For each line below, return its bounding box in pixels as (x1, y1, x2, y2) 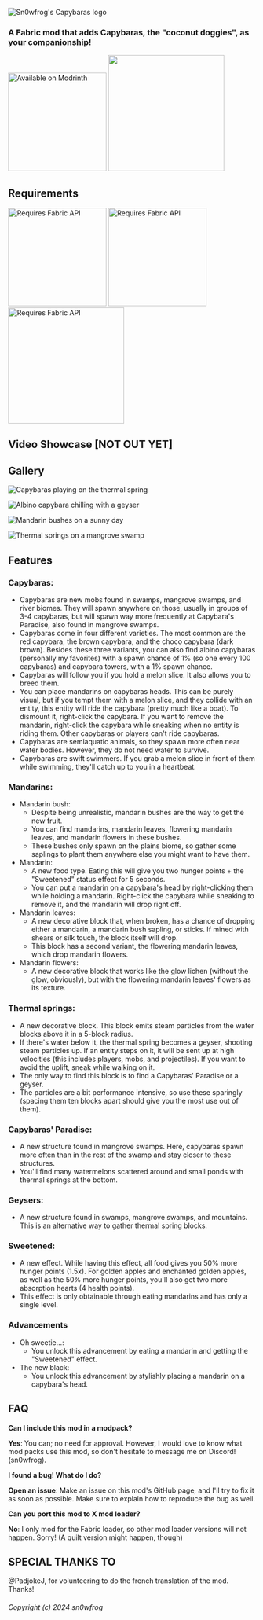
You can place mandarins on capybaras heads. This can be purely (19, 687, 234, 696)
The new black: (19, 1362, 70, 1372)
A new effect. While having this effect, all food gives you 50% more (19, 1258, 238, 1268)
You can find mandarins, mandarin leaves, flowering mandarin (31, 825, 232, 834)
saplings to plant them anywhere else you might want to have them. (31, 850, 250, 859)
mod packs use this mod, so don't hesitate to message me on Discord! (8, 1446, 236, 1456)
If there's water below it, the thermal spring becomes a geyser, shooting (19, 1038, 253, 1047)
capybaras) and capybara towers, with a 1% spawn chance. (19, 662, 214, 671)
